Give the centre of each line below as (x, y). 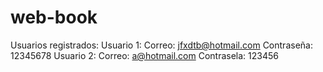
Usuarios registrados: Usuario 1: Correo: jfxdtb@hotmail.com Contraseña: (161, 45)
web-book (54, 17)
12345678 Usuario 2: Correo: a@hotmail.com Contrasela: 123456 (144, 55)
